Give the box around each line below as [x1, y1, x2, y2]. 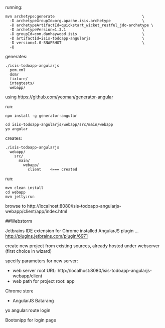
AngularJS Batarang [12, 298, 54, 303]
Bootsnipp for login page [5, 317, 57, 323]
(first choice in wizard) [5, 248, 52, 254]
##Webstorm [5, 218, 33, 224]
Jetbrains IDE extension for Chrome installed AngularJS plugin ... [5, 228, 139, 234]
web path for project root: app [12, 278, 75, 284]
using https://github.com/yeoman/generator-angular [5, 94, 114, 100]
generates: [5, 54, 28, 59]
